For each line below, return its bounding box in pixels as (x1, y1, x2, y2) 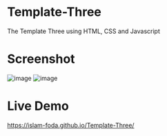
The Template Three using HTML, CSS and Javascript (7, 27, 161, 35)
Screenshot (7, 51, 75, 67)
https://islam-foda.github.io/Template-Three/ (7, 121, 135, 129)
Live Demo (7, 98, 69, 114)
